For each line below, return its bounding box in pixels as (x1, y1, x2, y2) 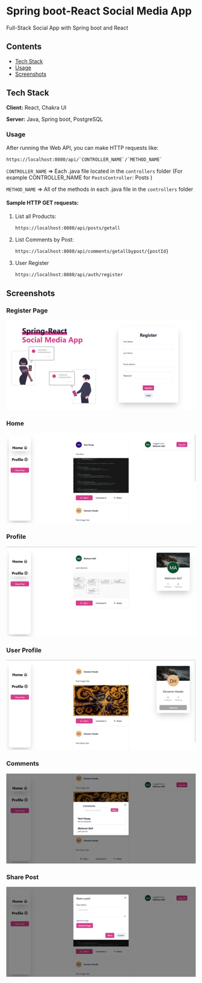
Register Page (6, 306, 48, 314)
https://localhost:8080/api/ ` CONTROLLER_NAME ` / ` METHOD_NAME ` (6, 157, 163, 163)
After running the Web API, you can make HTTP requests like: (6, 144, 159, 151)
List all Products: (14, 212, 57, 220)
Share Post (6, 873, 39, 881)
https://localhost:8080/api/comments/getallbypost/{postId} (14, 248, 169, 254)
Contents (6, 42, 42, 52)
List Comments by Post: (14, 236, 74, 243)
